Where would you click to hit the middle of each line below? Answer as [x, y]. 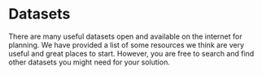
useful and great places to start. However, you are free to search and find [131, 53]
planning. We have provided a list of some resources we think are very [127, 44]
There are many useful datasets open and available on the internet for [125, 36]
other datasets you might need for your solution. [90, 62]
